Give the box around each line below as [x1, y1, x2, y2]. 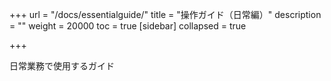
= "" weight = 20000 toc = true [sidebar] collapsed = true [9, 20, 247, 32]
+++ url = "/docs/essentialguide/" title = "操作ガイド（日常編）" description [9, 9, 322, 20]
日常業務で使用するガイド [9, 60, 115, 72]
